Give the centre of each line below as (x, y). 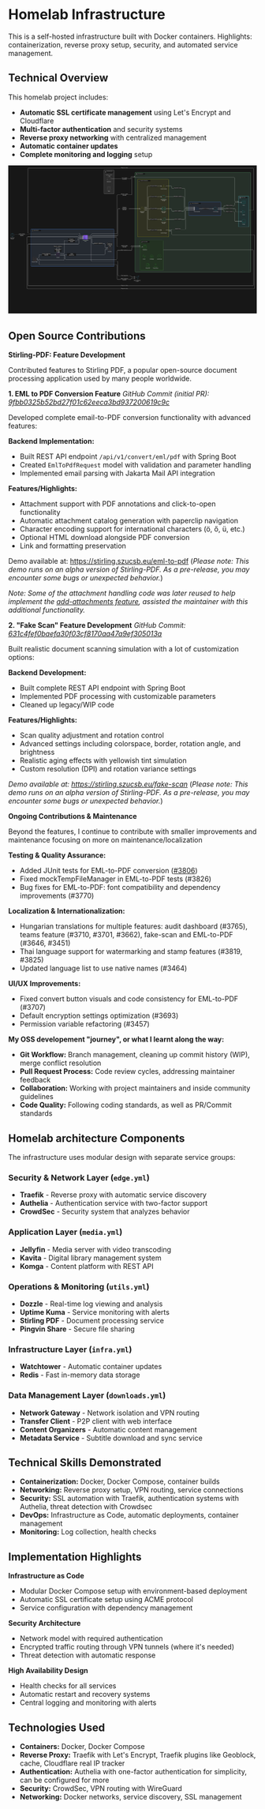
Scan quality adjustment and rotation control (91, 735)
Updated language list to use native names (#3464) (103, 968)
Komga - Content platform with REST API (86, 1266)
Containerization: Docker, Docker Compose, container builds (119, 1481)
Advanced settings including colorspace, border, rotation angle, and (130, 744)
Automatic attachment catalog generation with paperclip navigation (129, 521)
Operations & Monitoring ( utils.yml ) (79, 1286)
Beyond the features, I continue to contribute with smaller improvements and (132, 831)
